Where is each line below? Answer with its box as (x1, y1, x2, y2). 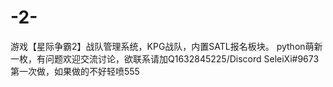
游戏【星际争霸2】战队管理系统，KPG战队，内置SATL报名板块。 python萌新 (10, 40, 323, 52)
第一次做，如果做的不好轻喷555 (10, 65, 140, 77)
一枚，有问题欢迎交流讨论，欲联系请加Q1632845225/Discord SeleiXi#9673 (10, 52, 320, 65)
